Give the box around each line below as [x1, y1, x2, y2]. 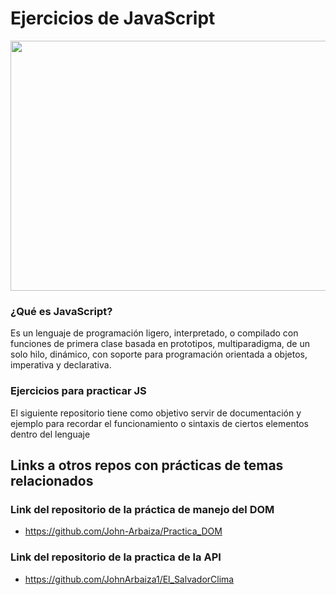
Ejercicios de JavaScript [10, 7, 216, 30]
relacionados [10, 472, 94, 489]
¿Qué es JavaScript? [10, 304, 113, 318]
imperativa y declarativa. [10, 359, 112, 371]
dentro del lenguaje [10, 428, 91, 440]
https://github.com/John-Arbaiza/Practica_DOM [24, 525, 223, 537]
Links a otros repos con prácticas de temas [10, 457, 284, 474]
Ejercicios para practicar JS [10, 384, 147, 398]
